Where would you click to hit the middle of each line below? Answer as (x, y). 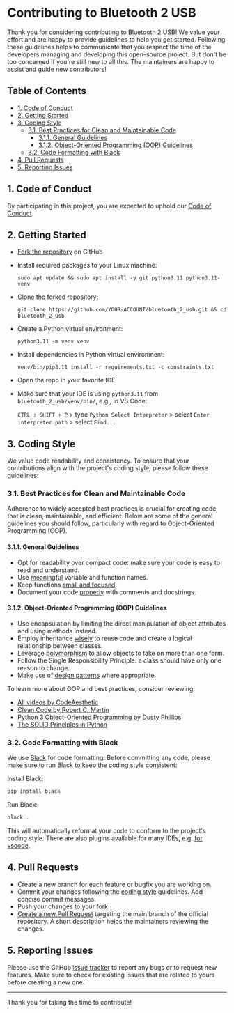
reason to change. (43, 667)
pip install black (34, 791)
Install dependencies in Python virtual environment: (91, 355)
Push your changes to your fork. (63, 906)
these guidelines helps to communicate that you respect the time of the (110, 47)
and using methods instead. (57, 631)
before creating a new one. (46, 982)
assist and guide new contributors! (57, 69)
